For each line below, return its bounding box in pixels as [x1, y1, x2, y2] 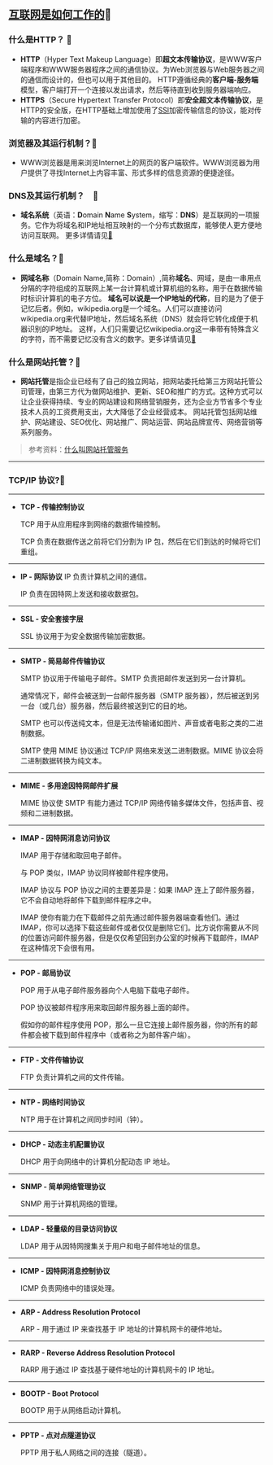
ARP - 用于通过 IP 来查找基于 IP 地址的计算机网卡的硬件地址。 [19, 1324, 227, 1334]
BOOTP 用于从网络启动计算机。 [19, 1406, 126, 1415]
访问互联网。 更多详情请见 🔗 [19, 230, 113, 240]
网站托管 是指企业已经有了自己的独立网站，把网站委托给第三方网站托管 [19, 376, 256, 386]
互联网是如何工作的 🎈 [8, 7, 112, 22]
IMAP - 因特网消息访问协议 [19, 833, 110, 843]
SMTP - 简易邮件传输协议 [19, 656, 106, 666]
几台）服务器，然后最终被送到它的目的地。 [48, 701, 192, 711]
